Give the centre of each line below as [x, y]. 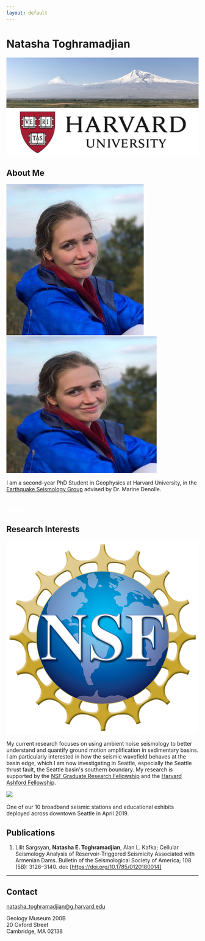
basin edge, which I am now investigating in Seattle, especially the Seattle [99, 763]
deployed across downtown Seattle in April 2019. [68, 813]
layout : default [27, 13]
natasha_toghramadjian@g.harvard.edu [56, 907]
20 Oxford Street [27, 925]
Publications [31, 833]
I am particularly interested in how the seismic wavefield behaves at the [96, 757]
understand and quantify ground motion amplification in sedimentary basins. [103, 750]
